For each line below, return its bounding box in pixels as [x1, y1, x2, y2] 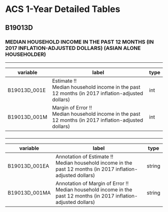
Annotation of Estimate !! [55, 153, 113, 160]
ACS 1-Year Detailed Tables [5, 3, 120, 15]
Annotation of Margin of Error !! [55, 180, 129, 187]
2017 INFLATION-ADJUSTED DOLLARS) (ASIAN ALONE [5, 44, 141, 51]
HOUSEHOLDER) [5, 51, 46, 58]
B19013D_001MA [7, 189, 51, 196]
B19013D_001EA [7, 162, 49, 169]
